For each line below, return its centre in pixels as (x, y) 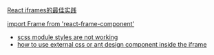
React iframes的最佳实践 (42, 10)
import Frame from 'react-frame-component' (71, 24)
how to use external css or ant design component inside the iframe (112, 44)
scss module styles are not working (67, 37)
